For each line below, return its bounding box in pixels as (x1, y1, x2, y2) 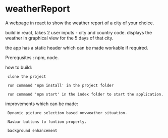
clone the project (7, 74, 46, 79)
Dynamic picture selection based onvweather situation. (7, 110, 128, 115)
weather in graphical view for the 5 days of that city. (5, 35, 114, 41)
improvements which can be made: (5, 101, 78, 107)
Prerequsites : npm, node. (5, 54, 59, 61)
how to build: (5, 64, 32, 70)
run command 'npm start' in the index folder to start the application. (7, 91, 164, 97)
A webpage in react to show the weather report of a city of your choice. (5, 20, 154, 26)
